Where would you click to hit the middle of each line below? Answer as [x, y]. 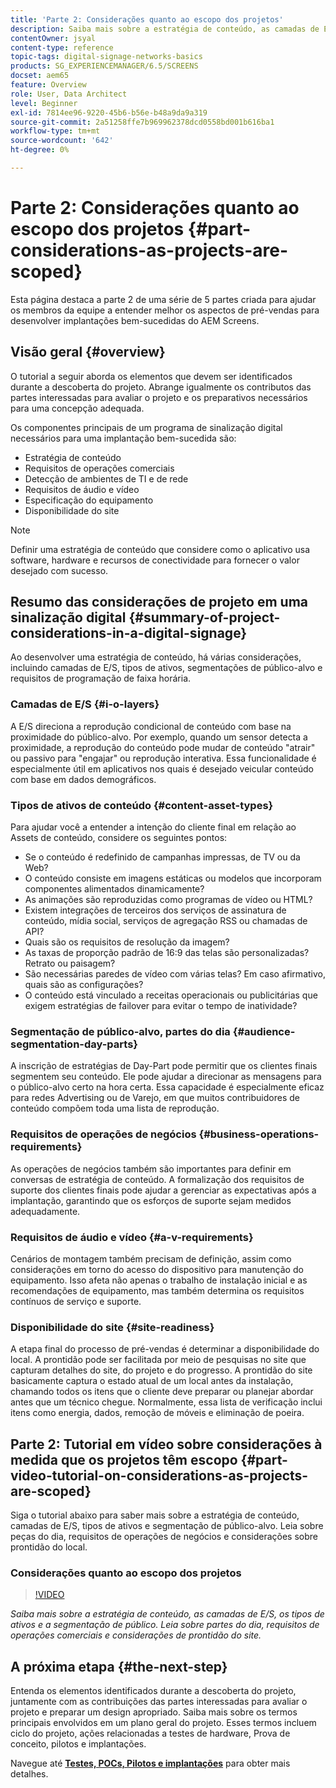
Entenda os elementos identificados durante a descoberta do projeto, [153, 1691]
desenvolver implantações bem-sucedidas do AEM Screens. [135, 320]
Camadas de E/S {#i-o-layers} [85, 704]
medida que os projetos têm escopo [124, 1459]
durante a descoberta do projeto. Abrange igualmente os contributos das [161, 387]
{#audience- [264, 1031]
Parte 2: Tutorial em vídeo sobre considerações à [166, 1444]
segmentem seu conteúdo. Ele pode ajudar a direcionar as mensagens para [166, 1077]
